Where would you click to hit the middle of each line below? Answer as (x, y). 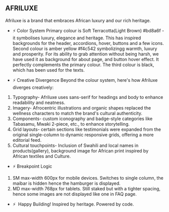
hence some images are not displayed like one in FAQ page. (75, 194)
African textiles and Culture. (42, 156)
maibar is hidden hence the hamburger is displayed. (67, 183)
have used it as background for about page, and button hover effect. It (86, 59)
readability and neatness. (39, 102)
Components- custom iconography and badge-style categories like (82, 119)
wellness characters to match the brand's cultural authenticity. (77, 113)
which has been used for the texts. (48, 70)
